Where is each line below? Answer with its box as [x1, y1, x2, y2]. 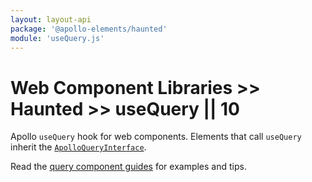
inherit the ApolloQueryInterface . [10, 141, 147, 153]
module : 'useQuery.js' [10, 33, 105, 43]
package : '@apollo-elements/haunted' [10, 24, 168, 34]
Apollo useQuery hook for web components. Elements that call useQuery [10, 131, 302, 143]
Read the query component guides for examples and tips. [10, 161, 247, 173]
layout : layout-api [10, 14, 92, 25]
